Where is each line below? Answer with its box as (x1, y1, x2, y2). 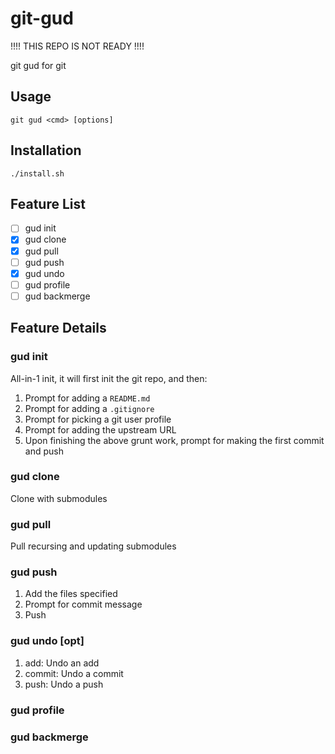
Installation (10, 142, 82, 159)
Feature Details (10, 320, 107, 337)
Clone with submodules (10, 492, 108, 504)
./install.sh (10, 168, 65, 179)
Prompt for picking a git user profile (24, 413, 172, 425)
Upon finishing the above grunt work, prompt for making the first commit (24, 434, 325, 446)
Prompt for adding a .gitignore (24, 402, 155, 414)
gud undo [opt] (10, 634, 85, 648)
